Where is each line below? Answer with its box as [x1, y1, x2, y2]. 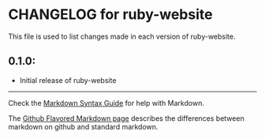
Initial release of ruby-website [19, 75, 117, 85]
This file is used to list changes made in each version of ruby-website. [8, 32, 236, 41]
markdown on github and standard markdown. [8, 122, 159, 131]
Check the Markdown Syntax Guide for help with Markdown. [8, 98, 205, 107]
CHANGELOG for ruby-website [8, 6, 213, 24]
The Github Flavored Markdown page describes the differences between [8, 113, 244, 123]
